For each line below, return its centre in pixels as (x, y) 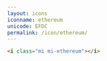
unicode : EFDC (28, 26)
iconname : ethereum (35, 20)
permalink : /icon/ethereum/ (48, 33)
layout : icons (28, 13)
